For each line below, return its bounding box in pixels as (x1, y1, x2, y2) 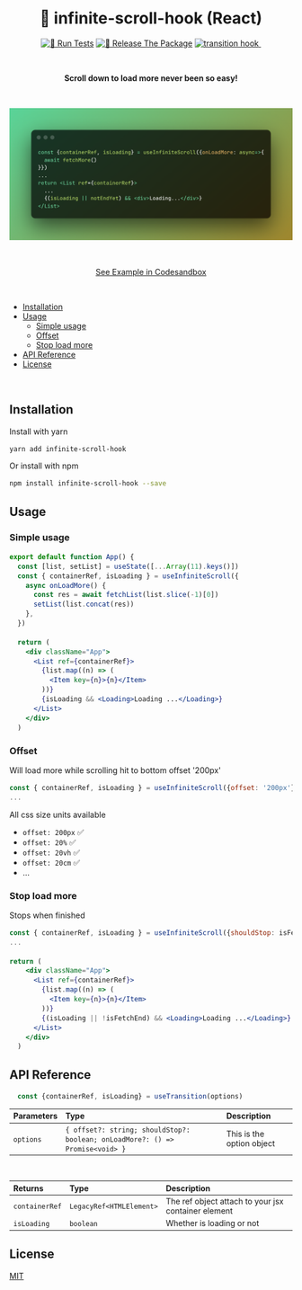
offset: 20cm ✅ (22, 857, 81, 867)
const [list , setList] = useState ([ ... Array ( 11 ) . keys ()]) (17, 562, 240, 571)
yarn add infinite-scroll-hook (9, 444, 127, 453)
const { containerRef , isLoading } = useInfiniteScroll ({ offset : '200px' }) (9, 783, 299, 792)
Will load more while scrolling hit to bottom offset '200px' (9, 764, 222, 776)
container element (165, 1205, 234, 1216)
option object (226, 1138, 276, 1149)
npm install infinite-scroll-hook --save (9, 479, 167, 488)
